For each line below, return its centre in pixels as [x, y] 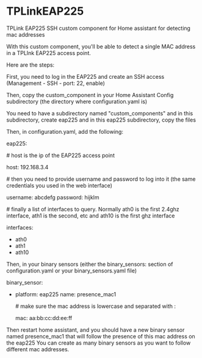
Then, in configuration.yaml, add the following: [65, 131]
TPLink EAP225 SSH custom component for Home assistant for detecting [99, 28]
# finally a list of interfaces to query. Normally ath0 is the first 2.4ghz [93, 209]
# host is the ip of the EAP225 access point [60, 155]
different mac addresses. [38, 349]
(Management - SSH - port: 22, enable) [56, 83]
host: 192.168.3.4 [27, 167]
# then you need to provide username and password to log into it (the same [101, 179]
